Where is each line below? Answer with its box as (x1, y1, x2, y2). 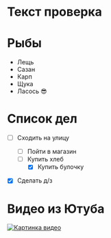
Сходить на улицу (16, 134, 70, 142)
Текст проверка (7, 4, 103, 20)
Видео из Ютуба (7, 201, 105, 216)
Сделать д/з (16, 176, 53, 185)
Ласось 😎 (16, 87, 47, 96)
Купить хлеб (27, 155, 64, 163)
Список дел (7, 111, 77, 127)
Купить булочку (37, 163, 84, 171)
